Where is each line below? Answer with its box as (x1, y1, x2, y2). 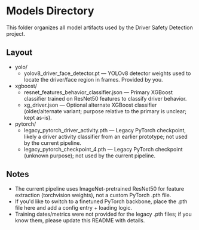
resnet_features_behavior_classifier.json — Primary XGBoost (23, 88, 173, 96)
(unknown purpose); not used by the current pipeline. (23, 152, 156, 159)
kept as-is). (23, 114, 52, 121)
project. (6, 30, 26, 37)
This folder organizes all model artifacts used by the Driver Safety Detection (6, 24, 193, 31)
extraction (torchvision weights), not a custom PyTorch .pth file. (14, 191, 172, 198)
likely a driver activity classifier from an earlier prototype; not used (23, 133, 188, 140)
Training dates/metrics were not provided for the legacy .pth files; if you (14, 210, 192, 217)
